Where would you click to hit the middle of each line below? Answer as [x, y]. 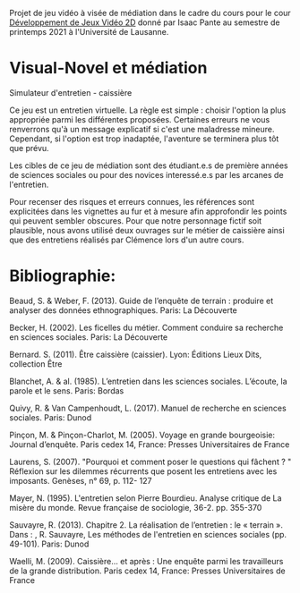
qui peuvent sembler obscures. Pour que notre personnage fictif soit [136, 220]
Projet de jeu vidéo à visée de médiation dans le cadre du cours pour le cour [150, 13]
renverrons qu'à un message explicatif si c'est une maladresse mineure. [142, 129]
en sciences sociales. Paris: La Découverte [89, 337]
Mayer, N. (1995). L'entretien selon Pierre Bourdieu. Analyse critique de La [146, 498]
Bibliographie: [63, 276]
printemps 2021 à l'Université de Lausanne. [89, 32]
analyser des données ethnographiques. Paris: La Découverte [123, 310]
